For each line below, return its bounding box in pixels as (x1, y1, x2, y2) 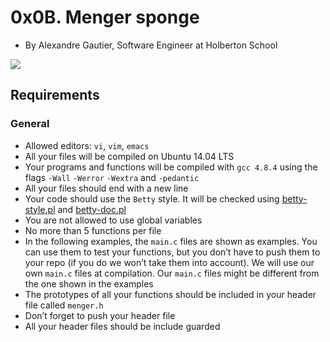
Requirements (10, 87, 100, 104)
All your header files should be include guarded (24, 320, 221, 332)
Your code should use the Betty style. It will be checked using (24, 192, 280, 205)
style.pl (24, 203, 56, 215)
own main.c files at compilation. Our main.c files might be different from (24, 267, 320, 279)
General (10, 117, 50, 131)
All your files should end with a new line (24, 182, 189, 194)
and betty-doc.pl (57, 203, 127, 215)
